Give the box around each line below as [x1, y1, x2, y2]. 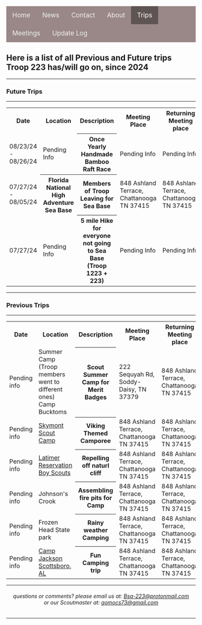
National [46, 183, 71, 192]
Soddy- [119, 378, 141, 386]
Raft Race [82, 165, 111, 173]
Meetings [12, 29, 41, 37]
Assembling [78, 486, 113, 495]
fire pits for [79, 494, 112, 502]
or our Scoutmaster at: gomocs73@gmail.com [43, 599, 159, 606]
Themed [83, 429, 108, 437]
